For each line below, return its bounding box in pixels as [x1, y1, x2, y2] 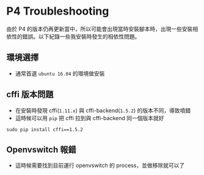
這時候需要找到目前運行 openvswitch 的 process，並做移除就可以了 [15, 162, 185, 169]
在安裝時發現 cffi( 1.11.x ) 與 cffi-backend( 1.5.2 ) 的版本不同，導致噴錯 [15, 107, 191, 114]
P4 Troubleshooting [6, 4, 109, 18]
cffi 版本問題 [6, 90, 54, 100]
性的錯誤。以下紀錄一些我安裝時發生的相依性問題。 [11, 32, 140, 40]
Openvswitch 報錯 [6, 145, 76, 155]
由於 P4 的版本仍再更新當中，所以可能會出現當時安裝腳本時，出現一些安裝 [6, 25, 193, 32]
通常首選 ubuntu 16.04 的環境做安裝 [15, 70, 105, 77]
